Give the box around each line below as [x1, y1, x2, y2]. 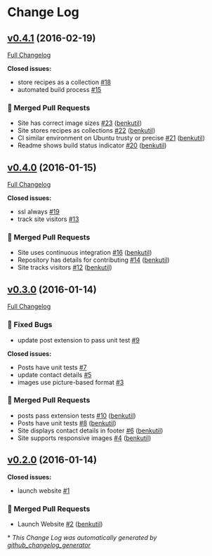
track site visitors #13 [17, 215, 79, 223]
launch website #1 [17, 486, 70, 495]
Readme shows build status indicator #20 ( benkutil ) [17, 141, 167, 150]
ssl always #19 [17, 208, 60, 216]
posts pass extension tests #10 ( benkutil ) [17, 411, 136, 420]
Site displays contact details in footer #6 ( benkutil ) [17, 426, 164, 435]
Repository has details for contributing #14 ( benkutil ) [17, 256, 170, 264]
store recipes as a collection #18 [17, 78, 111, 86]
